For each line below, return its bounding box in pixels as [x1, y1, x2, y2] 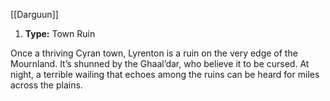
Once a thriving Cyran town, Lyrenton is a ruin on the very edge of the [10, 47, 298, 59]
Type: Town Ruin [24, 28, 96, 39]
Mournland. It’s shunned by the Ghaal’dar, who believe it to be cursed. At [10, 58, 310, 69]
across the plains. [10, 79, 83, 91]
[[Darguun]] [10, 9, 59, 20]
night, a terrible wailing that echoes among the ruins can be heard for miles [10, 69, 320, 80]
